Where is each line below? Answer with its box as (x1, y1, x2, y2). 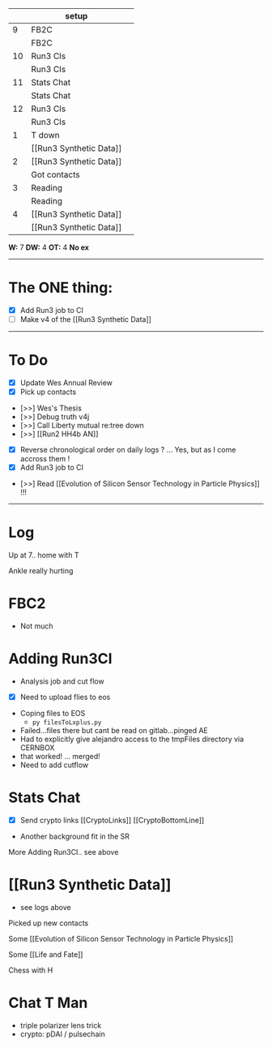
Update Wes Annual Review (19, 378, 113, 388)
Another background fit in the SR (19, 831, 130, 842)
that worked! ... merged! (19, 752, 101, 762)
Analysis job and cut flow (19, 676, 104, 686)
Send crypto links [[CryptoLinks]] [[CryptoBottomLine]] (19, 815, 205, 826)
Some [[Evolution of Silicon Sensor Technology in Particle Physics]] (8, 934, 234, 944)
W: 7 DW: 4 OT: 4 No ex (8, 242, 89, 252)
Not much (19, 621, 54, 631)
